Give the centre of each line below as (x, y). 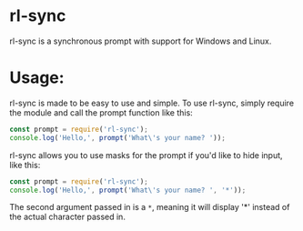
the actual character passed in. (67, 217)
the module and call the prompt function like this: (101, 112)
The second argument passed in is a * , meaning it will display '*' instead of (150, 207)
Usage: (37, 78)
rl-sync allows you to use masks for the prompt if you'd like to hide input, (146, 155)
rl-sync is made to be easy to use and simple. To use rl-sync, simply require (151, 103)
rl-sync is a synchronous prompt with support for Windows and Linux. (141, 41)
